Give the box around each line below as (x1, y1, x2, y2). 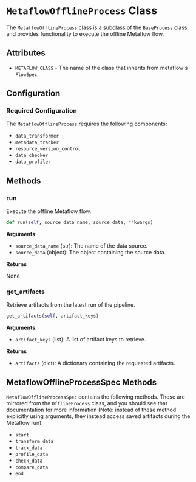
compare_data (15, 464, 49, 470)
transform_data (15, 438, 54, 444)
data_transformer (15, 133, 59, 139)
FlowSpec (15, 71, 38, 78)
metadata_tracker (15, 139, 59, 146)
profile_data (15, 451, 49, 457)
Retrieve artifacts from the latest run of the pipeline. (6, 301, 135, 309)
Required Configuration (6, 107, 77, 115)
